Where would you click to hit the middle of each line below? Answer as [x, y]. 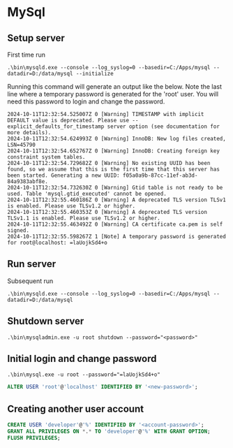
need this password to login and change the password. [86, 101]
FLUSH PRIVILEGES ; [34, 438]
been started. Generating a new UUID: [63, 175]
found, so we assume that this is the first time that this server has [113, 169]
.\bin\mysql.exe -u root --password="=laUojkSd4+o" [84, 375]
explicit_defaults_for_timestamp [56, 127]
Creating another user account [76, 409]
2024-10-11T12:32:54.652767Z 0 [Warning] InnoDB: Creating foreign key [113, 151]
